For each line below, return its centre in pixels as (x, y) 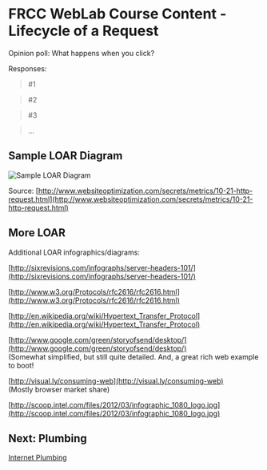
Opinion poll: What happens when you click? (82, 53)
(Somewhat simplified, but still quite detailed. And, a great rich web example (133, 356)
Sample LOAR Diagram (66, 156)
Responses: (28, 68)
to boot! (21, 365)
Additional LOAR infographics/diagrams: (74, 252)
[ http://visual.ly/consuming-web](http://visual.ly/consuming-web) (116, 380)
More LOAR (37, 233)
